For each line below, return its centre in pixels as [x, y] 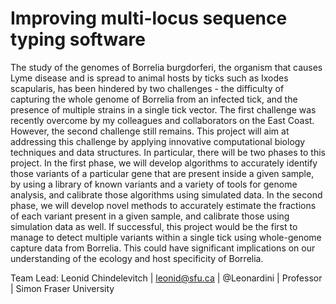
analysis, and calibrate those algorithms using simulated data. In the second [166, 194]
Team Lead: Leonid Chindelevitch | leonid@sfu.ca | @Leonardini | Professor [166, 278]
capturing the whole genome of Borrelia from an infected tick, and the [154, 99]
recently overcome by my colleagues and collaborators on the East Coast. [162, 120]
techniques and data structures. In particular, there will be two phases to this [168, 152]
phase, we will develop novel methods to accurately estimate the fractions [163, 205]
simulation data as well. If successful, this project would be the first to [154, 226]
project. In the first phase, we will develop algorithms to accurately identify [164, 163]
